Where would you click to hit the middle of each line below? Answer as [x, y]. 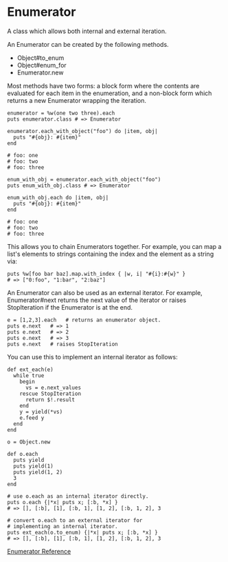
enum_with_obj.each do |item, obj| [58, 197]
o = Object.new [29, 442]
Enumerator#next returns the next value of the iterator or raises [97, 300]
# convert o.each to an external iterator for [75, 520]
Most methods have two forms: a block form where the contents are [103, 86]
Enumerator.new [40, 72]
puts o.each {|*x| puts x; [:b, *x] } [62, 502]
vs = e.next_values [53, 388]
